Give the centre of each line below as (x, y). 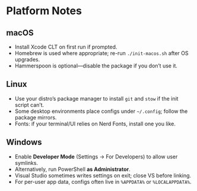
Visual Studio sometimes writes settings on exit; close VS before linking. (103, 175)
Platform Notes (44, 11)
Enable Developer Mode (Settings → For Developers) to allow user (96, 156)
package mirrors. (36, 117)
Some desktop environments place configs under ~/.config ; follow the (101, 111)
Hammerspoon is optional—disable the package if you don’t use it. (96, 66)
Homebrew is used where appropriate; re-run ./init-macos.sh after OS (101, 53)
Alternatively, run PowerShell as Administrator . (72, 169)
